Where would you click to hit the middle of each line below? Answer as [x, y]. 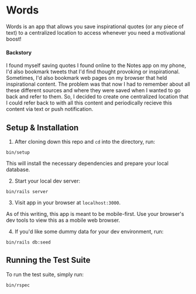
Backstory [19, 52]
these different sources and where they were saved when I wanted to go [93, 90]
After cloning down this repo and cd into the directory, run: [85, 141]
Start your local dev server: [47, 181]
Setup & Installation [42, 128]
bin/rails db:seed [28, 242]
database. [18, 169]
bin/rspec [18, 285]
